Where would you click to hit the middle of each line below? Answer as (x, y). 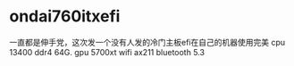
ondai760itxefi (65, 16)
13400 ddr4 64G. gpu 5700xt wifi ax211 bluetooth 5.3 (107, 52)
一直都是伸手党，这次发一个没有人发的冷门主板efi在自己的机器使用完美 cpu (147, 42)
